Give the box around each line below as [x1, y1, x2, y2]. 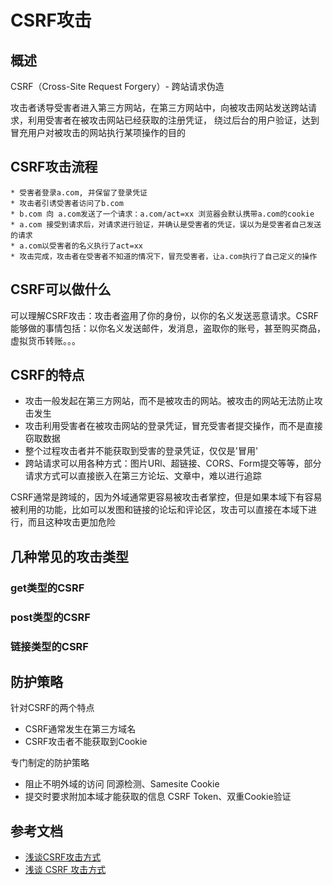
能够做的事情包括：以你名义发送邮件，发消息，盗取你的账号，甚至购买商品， [10, 322, 326, 334]
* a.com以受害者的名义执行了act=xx [10, 241, 143, 251]
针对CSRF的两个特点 [10, 702, 95, 714]
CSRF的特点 [10, 367, 85, 384]
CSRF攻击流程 [10, 159, 98, 176]
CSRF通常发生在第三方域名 [24, 723, 137, 735]
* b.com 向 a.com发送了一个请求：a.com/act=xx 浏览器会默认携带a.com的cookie [10, 209, 315, 219]
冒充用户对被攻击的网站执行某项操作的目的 [10, 127, 186, 138]
